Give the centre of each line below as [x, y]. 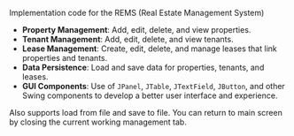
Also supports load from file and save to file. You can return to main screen [146, 113]
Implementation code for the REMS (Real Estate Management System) [137, 13]
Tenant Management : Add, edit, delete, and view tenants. [128, 39]
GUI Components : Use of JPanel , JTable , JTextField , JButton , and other [153, 86]
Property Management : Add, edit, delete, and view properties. [136, 30]
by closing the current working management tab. [98, 122]
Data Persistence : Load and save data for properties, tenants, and [143, 67]
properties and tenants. [65, 58]
